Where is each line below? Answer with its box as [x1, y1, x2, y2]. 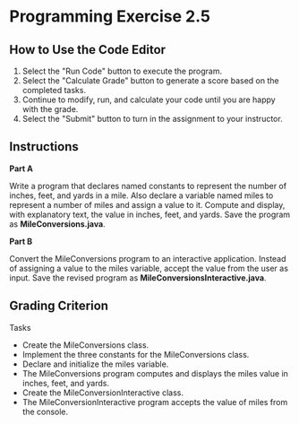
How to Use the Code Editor [9, 42, 167, 57]
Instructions [9, 139, 79, 154]
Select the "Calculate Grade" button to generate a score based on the [21, 75, 279, 86]
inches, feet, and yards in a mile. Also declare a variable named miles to [9, 190, 274, 201]
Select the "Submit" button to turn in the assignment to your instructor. [21, 114, 284, 124]
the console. [21, 406, 69, 417]
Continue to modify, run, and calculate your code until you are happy [21, 94, 276, 105]
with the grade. [21, 104, 79, 114]
